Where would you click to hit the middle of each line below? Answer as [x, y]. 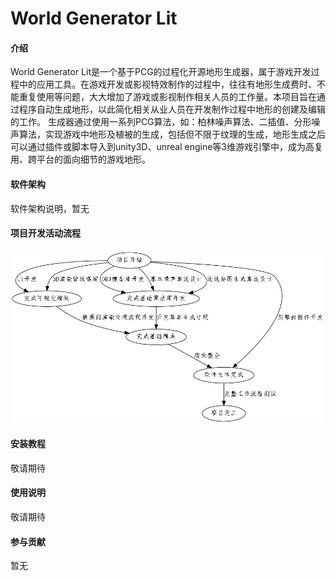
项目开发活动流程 [45, 233]
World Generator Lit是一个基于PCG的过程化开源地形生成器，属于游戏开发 [161, 72]
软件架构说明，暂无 [50, 208]
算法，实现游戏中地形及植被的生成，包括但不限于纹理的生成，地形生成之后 [172, 134]
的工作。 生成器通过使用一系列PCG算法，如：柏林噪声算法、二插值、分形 [161, 122]
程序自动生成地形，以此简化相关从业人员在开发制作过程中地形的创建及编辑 [172, 109]
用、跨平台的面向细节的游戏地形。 [80, 159]
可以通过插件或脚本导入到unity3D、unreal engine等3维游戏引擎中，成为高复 [166, 147]
